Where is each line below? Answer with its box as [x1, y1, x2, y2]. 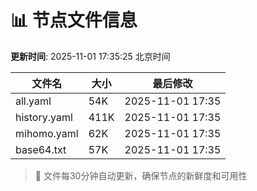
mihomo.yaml [15, 126, 79, 140]
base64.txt [15, 142, 67, 156]
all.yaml [15, 94, 52, 108]
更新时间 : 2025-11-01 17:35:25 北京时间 [10, 50, 171, 62]
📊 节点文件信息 [10, 9, 138, 32]
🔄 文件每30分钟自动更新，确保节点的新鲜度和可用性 [34, 169, 248, 181]
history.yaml [15, 110, 73, 124]
